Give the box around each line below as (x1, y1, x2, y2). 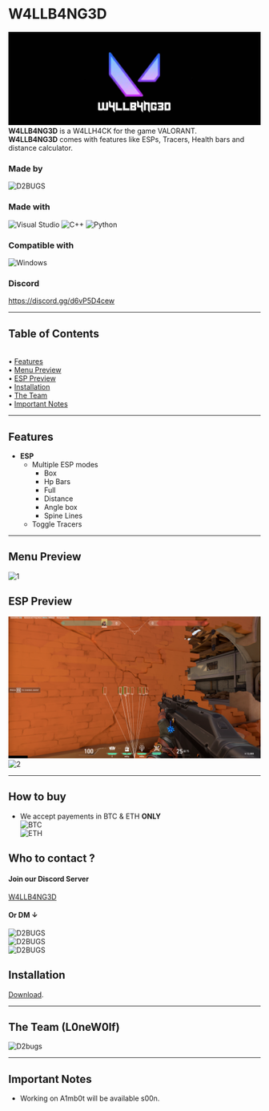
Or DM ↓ (8, 911, 38, 920)
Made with (8, 201, 50, 212)
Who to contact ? (8, 851, 96, 866)
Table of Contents (8, 326, 100, 341)
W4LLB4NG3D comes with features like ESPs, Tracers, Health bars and (8, 135, 245, 144)
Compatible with (8, 240, 74, 251)
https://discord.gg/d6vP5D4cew (8, 296, 115, 305)
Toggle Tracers (31, 519, 82, 529)
